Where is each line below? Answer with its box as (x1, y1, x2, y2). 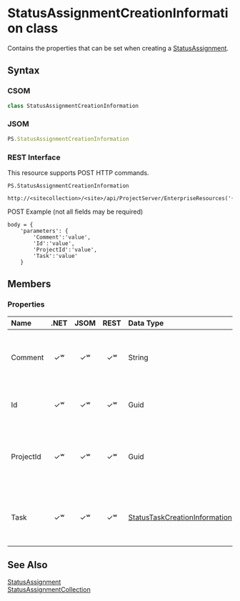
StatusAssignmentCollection (7, 585, 91, 594)
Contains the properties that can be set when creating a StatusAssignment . (7, 44, 229, 52)
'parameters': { (20, 227, 69, 234)
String (128, 352, 149, 362)
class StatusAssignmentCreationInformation (7, 102, 139, 109)
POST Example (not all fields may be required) (7, 207, 144, 216)
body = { (7, 221, 34, 228)
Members (7, 278, 51, 290)
